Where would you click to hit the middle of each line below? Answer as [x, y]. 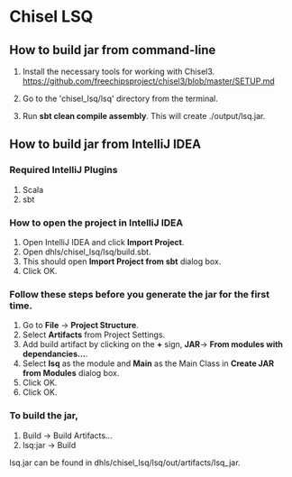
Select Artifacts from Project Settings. [94, 335]
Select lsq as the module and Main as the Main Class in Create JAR [148, 363]
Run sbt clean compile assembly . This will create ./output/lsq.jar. [144, 116]
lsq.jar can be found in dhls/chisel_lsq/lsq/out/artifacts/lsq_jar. [125, 463]
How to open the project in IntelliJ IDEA [96, 223]
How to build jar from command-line [113, 50]
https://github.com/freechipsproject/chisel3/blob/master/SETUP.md [148, 81]
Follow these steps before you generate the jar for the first [140, 294]
